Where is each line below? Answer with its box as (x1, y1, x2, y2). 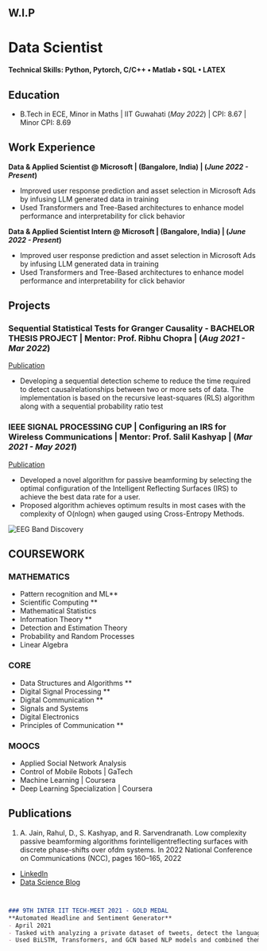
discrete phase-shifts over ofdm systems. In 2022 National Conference (19, 844, 253, 855)
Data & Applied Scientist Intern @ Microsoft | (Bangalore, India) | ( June (8, 226, 246, 236)
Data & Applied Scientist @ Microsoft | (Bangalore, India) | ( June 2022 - (8, 162, 249, 171)
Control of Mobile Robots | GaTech (19, 767, 133, 777)
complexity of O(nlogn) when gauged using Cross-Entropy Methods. (19, 509, 245, 519)
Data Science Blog (19, 877, 81, 886)
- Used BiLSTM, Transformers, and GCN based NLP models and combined (8, 936, 244, 945)
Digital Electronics (19, 712, 79, 722)
